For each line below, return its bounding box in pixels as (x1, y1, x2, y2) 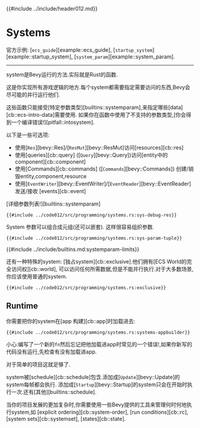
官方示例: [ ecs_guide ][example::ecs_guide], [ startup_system (6, 46, 153, 53)
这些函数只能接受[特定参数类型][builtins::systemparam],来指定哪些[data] (6, 104, 183, 111)
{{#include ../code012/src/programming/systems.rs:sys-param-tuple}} (6, 235, 183, 241)
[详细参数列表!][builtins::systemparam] (6, 200, 101, 207)
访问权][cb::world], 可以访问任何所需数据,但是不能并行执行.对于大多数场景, (11, 265, 194, 272)
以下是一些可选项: (6, 131, 50, 138)
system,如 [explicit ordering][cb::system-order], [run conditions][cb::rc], (11, 408, 189, 415)
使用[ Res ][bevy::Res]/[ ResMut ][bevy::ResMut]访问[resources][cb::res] (14, 144, 184, 151)
